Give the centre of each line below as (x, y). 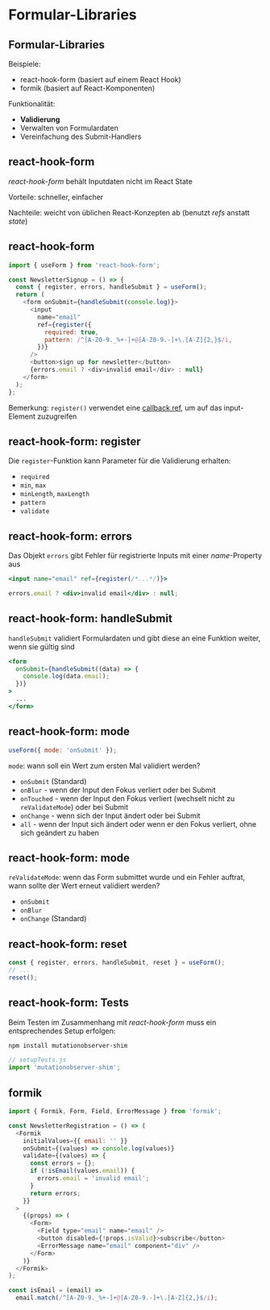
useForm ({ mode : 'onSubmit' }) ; (62, 750)
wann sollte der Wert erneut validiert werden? (84, 886)
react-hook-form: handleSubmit (91, 619)
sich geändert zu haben (59, 832)
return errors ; (55, 1193)
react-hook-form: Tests (69, 1003)
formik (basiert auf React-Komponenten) (87, 88)
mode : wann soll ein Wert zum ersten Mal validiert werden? (104, 766)
